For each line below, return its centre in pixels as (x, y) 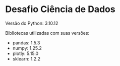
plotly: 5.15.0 (25, 53)
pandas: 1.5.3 (26, 43)
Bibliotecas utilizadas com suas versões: (47, 33)
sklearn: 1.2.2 (26, 58)
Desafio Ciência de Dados (60, 9)
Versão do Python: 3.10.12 (32, 23)
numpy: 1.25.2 (27, 48)
